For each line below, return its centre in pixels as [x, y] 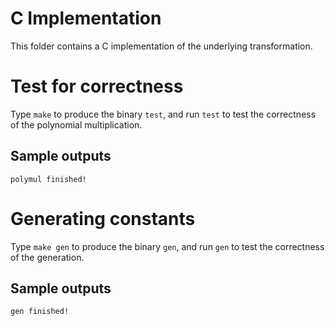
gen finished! [40, 312]
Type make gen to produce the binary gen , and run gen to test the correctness [167, 246]
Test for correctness [97, 86]
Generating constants [103, 218]
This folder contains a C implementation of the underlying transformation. [161, 46]
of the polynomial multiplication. [76, 124]
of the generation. [47, 257]
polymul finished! [48, 179]
